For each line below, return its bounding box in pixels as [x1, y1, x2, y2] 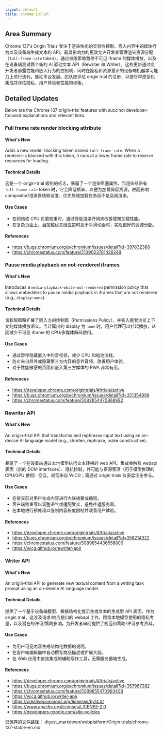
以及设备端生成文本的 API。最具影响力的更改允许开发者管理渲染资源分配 [9, 49, 154, 55]
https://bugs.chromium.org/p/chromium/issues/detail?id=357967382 [12, 683, 150, 689]
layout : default [5, 7, 38, 12]
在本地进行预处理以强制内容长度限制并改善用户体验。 [12, 508, 119, 514]
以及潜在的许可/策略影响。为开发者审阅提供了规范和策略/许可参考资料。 [13, 620, 157, 626]
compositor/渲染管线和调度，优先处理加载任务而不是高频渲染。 [5, 193, 131, 198]
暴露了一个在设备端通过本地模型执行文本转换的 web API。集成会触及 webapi [5, 460, 158, 466]
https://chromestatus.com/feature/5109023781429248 [12, 249, 122, 255]
